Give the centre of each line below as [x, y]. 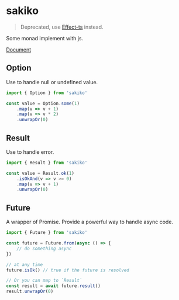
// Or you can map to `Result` [44, 281]
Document [19, 49]
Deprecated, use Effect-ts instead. [62, 27]
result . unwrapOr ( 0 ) [30, 292]
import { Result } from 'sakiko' [47, 163]
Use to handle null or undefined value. [52, 82]
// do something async [44, 249]
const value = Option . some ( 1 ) [43, 104]
